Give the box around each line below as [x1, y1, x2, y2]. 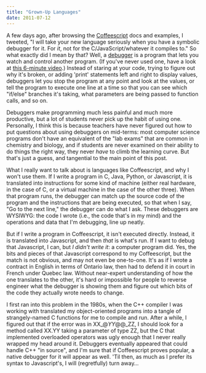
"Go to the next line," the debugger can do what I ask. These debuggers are [6, 205, 199, 212]
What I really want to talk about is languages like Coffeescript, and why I [6, 166, 189, 174]
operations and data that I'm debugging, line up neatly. [6, 218, 145, 226]
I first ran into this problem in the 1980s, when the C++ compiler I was [6, 301, 183, 308]
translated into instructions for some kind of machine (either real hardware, [6, 179, 196, 186]
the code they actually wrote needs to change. [6, 289, 124, 296]
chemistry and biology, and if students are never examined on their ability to [6, 141, 199, 148]
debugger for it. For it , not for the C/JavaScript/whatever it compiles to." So [6, 44, 197, 52]
